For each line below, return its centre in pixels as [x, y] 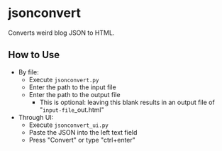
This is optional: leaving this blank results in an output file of [127, 102]
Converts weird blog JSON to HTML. [61, 33]
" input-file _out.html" [72, 110]
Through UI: [36, 117]
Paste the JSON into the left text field [83, 132]
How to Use [34, 55]
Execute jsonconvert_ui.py [69, 125]
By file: [28, 72]
